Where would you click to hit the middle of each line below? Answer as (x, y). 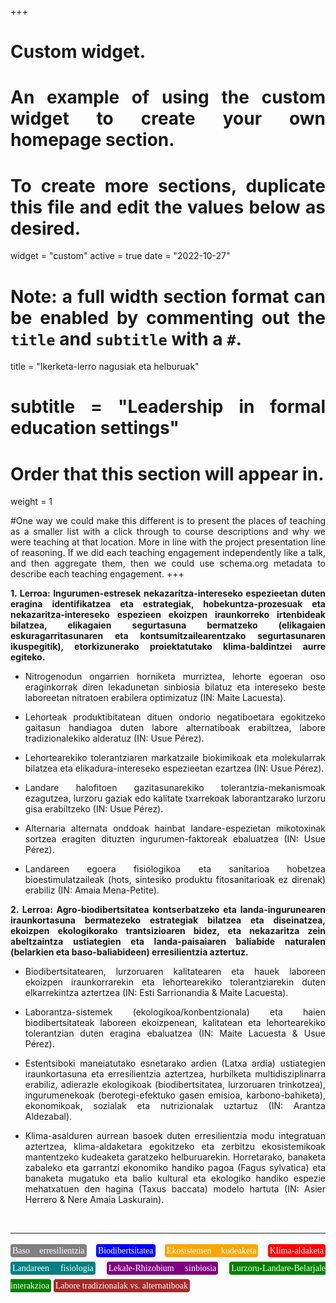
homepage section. (92, 140)
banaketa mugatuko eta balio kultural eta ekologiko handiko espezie (175, 1178)
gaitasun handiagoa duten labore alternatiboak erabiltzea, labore (175, 728)
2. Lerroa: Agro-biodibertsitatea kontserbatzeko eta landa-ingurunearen (168, 910)
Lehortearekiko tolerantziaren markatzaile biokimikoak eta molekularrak (175, 758)
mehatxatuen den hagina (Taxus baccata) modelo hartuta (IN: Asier (175, 1189)
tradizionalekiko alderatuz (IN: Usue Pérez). (114, 738)
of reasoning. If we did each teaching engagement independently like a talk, (168, 553)
